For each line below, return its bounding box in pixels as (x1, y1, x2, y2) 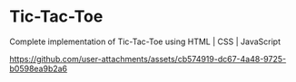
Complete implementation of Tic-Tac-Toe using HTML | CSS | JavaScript (9, 36, 281, 47)
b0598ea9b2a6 (9, 63, 68, 74)
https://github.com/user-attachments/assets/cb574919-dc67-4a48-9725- (9, 53, 287, 64)
